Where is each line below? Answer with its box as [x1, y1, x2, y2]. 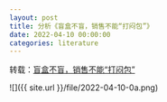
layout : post [9, 13, 59, 23]
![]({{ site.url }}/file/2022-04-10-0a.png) [9, 82, 159, 93]
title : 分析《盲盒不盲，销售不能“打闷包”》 [9, 22, 153, 31]
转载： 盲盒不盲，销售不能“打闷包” [9, 64, 135, 75]
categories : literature [9, 38, 99, 48]
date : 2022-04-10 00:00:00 [9, 30, 111, 39]
